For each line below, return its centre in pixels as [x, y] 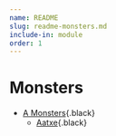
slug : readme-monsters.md [58, 26]
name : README [34, 18]
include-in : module [46, 34]
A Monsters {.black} [58, 113]
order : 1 [26, 43]
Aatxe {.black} [62, 122]
